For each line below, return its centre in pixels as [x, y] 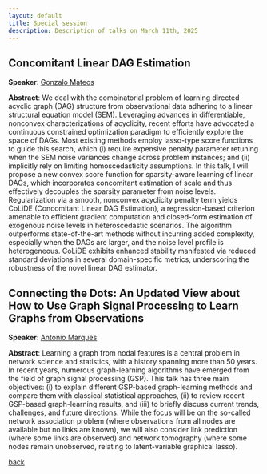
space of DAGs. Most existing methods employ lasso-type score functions [131, 140]
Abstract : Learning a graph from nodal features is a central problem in [124, 353]
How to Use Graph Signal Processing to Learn [124, 305]
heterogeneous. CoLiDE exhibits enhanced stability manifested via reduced [132, 251]
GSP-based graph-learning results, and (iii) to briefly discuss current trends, [134, 404]
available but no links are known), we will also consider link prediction [123, 430]
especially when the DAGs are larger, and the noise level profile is [116, 243]
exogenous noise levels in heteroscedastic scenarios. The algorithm [120, 226]
